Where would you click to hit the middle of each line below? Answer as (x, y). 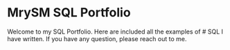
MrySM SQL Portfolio (69, 13)
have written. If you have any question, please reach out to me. (97, 38)
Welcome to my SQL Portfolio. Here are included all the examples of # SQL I (115, 32)
